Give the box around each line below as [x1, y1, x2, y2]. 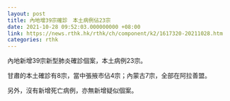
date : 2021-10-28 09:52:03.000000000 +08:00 [7, 23, 141, 30]
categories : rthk [7, 36, 59, 43]
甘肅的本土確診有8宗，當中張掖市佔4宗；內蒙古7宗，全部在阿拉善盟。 [7, 72, 211, 80]
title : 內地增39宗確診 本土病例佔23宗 [7, 17, 111, 24]
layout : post [7, 10, 46, 18]
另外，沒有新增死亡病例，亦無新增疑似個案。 [7, 86, 138, 95]
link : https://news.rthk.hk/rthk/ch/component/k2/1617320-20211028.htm [7, 29, 223, 37]
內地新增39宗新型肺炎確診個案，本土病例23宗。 [7, 57, 147, 65]
